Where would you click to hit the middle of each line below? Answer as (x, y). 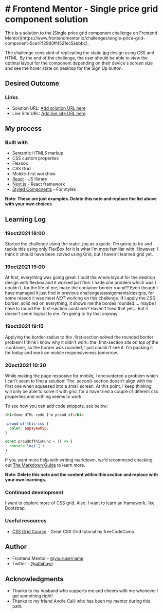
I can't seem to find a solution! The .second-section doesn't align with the (79, 381)
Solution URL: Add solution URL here (49, 108)
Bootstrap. (16, 508)
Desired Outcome (32, 84)
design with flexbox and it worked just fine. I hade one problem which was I (81, 283)
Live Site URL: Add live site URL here (49, 113)
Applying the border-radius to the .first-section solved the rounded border (79, 337)
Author (16, 547)
